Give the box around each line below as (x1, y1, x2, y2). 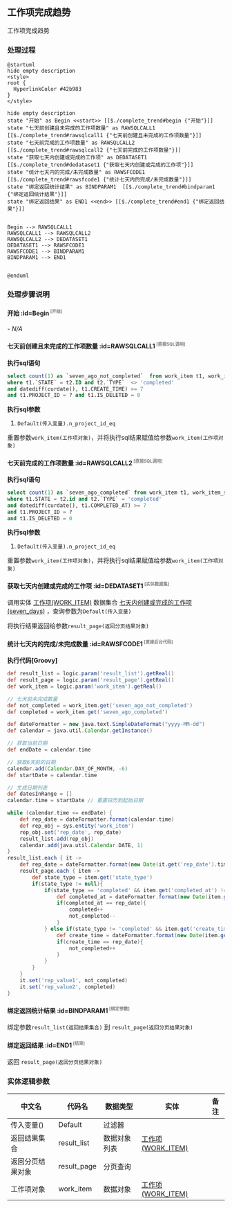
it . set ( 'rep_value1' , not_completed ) (19, 977, 128, 984)
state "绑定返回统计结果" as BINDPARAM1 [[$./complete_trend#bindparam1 (7, 184, 215, 190)
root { (7, 80, 26, 87)
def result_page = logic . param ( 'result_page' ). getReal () (7, 677, 175, 684)
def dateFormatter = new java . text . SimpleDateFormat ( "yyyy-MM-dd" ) (7, 721, 206, 728)
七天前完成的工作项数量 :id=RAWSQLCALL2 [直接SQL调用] (7, 458, 164, 467)
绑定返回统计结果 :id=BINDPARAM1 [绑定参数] (7, 1006, 130, 1015)
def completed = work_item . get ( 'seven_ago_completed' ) (7, 709, 168, 716)
